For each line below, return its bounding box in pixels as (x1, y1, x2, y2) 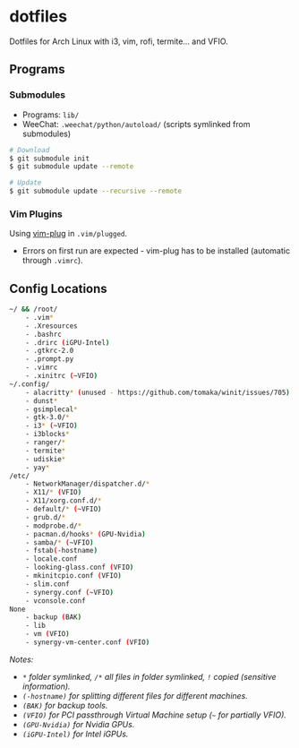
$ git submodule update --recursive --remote (9, 186, 182, 196)
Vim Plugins (9, 208, 63, 220)
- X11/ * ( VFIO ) (25, 488, 82, 497)
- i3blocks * (25, 430, 70, 439)
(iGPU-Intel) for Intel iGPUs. (21, 728, 129, 739)
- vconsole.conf (25, 596, 87, 606)
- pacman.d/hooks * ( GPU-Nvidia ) (25, 529, 146, 538)
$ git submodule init (9, 154, 90, 163)
